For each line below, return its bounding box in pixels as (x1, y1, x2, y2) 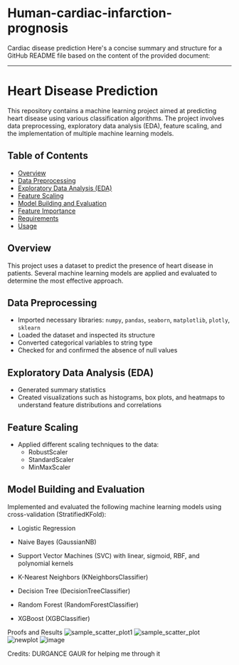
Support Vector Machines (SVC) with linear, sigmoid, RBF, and (17, 551, 200, 560)
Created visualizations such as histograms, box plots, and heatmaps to (17, 393, 225, 402)
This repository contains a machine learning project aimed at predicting (7, 106, 217, 115)
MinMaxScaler (28, 463, 71, 471)
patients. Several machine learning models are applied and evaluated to (7, 268, 217, 277)
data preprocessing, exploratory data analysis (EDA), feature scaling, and (7, 121, 222, 130)
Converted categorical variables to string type (17, 338, 153, 347)
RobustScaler (28, 447, 68, 456)
